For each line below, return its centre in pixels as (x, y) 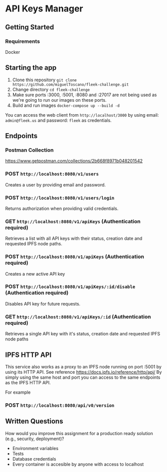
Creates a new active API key (35, 274)
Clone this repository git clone (45, 80)
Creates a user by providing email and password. (56, 184)
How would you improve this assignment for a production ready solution (79, 433)
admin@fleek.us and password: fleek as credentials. (59, 120)
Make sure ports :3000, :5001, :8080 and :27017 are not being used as (84, 95)
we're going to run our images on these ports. (59, 100)
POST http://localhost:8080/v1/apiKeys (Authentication (75, 257)
